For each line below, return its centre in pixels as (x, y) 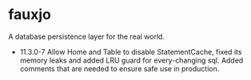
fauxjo (30, 15)
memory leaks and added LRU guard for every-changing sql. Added (131, 60)
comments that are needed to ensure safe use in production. (120, 68)
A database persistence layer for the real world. (87, 36)
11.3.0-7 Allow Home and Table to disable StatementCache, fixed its (131, 51)
